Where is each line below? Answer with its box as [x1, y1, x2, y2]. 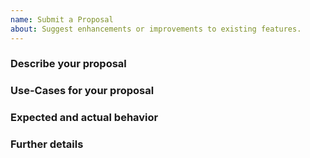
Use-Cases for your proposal [10, 84, 155, 98]
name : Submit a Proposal [10, 14, 114, 25]
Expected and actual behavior [10, 111, 159, 125]
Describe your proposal [10, 57, 127, 71]
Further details [10, 137, 84, 151]
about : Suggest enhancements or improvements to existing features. [10, 24, 302, 34]
